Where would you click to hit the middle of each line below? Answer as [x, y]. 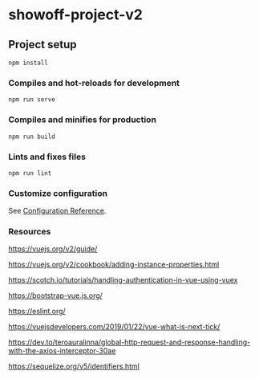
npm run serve [32, 100]
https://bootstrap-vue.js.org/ [55, 295]
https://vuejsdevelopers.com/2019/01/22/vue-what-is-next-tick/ [114, 327]
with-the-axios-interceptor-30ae [62, 351]
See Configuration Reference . [57, 211]
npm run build [32, 137]
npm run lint [30, 173]
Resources [30, 232]
